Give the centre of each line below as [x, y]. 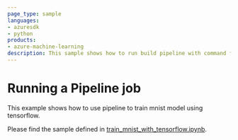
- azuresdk [23, 27]
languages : [23, 21]
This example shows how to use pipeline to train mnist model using [105, 107]
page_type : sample [34, 14]
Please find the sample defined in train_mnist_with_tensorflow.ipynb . [107, 129]
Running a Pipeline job [74, 88]
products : [22, 40]
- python [20, 34]
